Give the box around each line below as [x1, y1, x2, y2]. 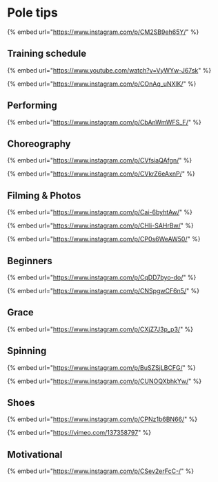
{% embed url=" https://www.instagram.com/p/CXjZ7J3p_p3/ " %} [7, 325, 194, 333]
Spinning [7, 345, 47, 357]
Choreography [7, 138, 71, 149]
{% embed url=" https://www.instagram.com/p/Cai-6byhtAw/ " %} [7, 208, 193, 216]
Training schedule [7, 48, 87, 59]
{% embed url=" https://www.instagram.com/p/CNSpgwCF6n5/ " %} [7, 287, 200, 295]
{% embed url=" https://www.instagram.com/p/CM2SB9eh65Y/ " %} [7, 28, 199, 36]
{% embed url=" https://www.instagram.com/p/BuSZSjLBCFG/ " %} [7, 363, 196, 371]
